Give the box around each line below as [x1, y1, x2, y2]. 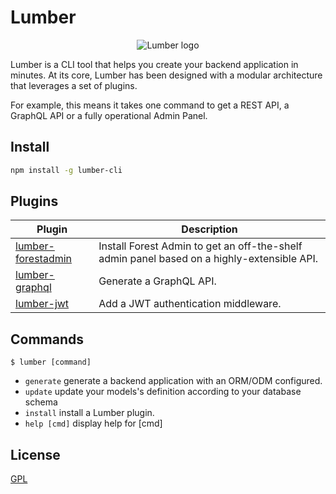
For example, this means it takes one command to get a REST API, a [10, 99, 290, 111]
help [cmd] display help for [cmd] [24, 417, 163, 430]
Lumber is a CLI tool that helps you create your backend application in [10, 58, 299, 70]
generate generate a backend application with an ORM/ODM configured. [24, 375, 323, 387]
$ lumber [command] [10, 357, 92, 368]
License [10, 446, 61, 463]
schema [24, 396, 58, 408]
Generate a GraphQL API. [98, 274, 217, 288]
